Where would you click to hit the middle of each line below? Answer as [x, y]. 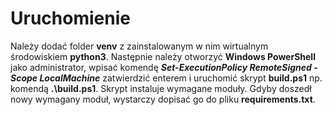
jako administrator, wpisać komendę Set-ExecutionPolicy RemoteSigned [161, 67]
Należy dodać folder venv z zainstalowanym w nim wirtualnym [139, 46]
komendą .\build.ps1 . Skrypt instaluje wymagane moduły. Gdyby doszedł [161, 88]
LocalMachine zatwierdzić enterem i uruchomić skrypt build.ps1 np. [181, 78]
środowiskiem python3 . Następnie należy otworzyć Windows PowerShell [163, 56]
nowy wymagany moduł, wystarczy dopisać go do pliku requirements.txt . [163, 99]
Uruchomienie [70, 18]
